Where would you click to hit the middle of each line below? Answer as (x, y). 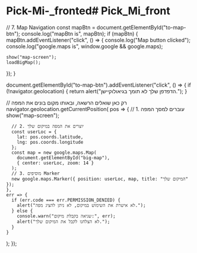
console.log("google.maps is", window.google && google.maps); (85, 46)
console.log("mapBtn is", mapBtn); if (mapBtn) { (80, 33)
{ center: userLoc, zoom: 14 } (55, 163)
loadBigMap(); (24, 62)
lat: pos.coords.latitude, (50, 137)
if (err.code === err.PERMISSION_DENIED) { (66, 200)
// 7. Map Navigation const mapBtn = (51, 27)
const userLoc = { (34, 132)
